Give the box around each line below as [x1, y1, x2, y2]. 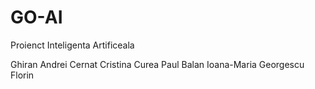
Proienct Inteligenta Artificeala [10, 39, 135, 51]
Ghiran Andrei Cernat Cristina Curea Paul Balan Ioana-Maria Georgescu [10, 58, 305, 70]
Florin [10, 69, 35, 81]
